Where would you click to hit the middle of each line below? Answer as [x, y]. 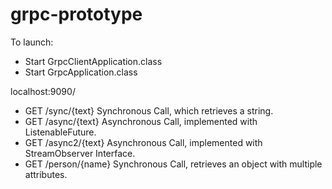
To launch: [32, 42]
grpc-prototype [76, 14]
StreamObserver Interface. [80, 153]
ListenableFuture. [60, 132]
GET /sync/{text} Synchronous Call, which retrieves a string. [149, 110]
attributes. [46, 174]
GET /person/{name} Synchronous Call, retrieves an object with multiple [173, 164]
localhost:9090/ [43, 91]
